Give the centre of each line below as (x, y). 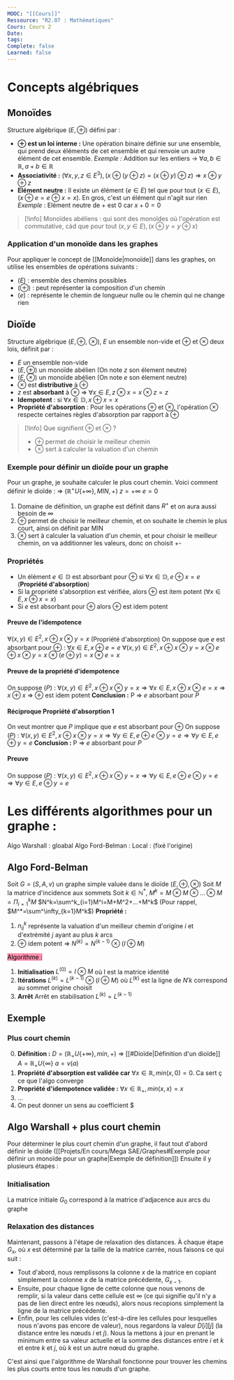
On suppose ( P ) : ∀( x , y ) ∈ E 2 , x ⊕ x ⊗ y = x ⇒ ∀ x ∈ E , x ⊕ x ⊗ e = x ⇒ (116, 687)
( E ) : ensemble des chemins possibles (72, 280)
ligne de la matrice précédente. (62, 1311)
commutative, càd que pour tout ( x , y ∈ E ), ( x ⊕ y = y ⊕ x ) (111, 226)
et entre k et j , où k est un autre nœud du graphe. (88, 1348)
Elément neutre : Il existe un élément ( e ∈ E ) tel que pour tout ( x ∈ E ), (119, 190)
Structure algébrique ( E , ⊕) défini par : (64, 129)
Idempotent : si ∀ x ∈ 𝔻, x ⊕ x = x (68, 399)
